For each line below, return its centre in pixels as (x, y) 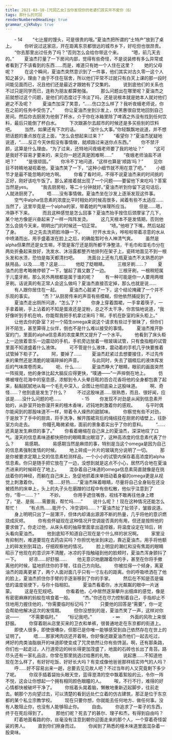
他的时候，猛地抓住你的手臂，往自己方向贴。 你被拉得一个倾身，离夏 (87, 566)
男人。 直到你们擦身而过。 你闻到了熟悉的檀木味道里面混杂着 (87, 726)
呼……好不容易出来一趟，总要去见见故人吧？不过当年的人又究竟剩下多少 (90, 668)
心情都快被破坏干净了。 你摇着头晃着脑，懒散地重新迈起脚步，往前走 (82, 688)
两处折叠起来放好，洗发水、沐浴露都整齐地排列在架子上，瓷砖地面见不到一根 (86, 251)
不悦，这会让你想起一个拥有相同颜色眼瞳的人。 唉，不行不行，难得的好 (84, 681)
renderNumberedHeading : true (36, 20)
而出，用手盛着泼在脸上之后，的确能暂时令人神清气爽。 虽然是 (89, 239)
